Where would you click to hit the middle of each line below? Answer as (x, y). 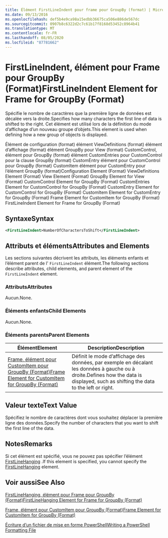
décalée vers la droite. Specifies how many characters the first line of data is (83, 118)
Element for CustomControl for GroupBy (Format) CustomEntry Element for (82, 187)
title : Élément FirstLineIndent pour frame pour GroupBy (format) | (78, 10)
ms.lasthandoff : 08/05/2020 (34, 38)
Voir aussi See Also (35, 483)
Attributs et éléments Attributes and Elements (77, 246)
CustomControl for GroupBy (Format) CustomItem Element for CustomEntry (83, 192)
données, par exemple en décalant (112, 363)
